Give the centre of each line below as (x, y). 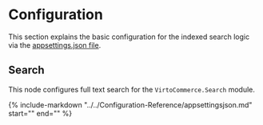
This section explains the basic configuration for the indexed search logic (129, 37)
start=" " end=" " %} (40, 113)
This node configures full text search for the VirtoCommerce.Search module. (132, 89)
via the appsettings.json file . (55, 45)
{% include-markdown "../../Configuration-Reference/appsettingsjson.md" (130, 104)
